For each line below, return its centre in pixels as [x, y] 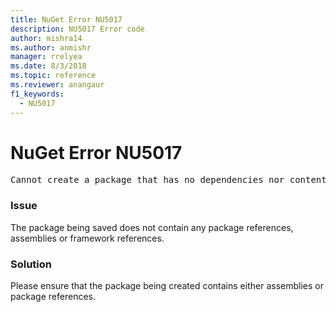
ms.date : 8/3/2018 [48, 66]
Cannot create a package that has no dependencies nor [147, 180]
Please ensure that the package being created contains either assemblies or [167, 286]
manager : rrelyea [46, 57]
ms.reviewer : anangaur [57, 85]
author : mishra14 [46, 38]
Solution [31, 264]
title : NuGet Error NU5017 [66, 19]
